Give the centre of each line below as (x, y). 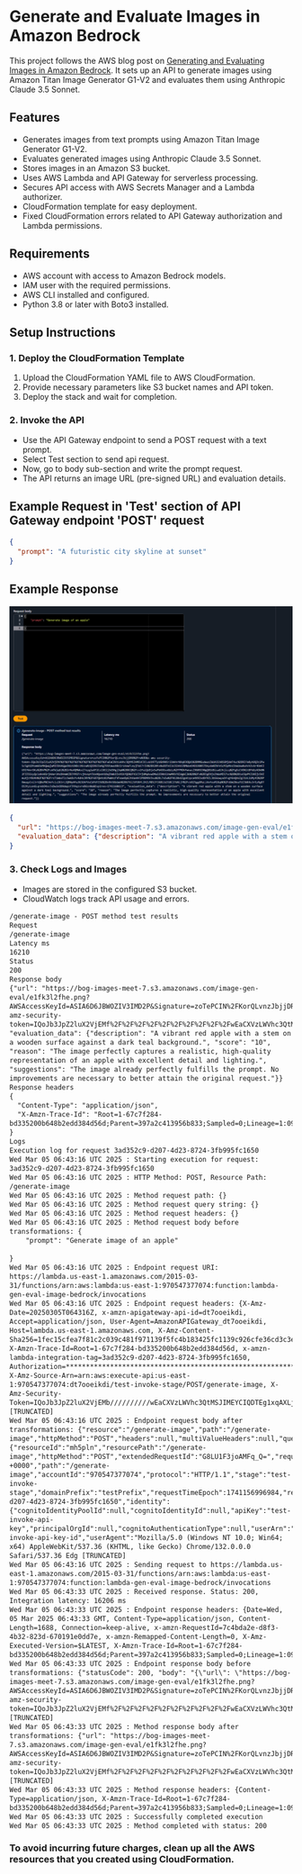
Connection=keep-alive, (106, 1627)
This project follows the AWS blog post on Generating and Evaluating (137, 60)
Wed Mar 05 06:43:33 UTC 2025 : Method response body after (124, 1726)
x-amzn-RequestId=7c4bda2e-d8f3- (217, 1627)
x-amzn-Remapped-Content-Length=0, (173, 1636)
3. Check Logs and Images (68, 869)
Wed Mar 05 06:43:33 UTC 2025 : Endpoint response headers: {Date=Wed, (146, 1609)
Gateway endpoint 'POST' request (107, 520)
